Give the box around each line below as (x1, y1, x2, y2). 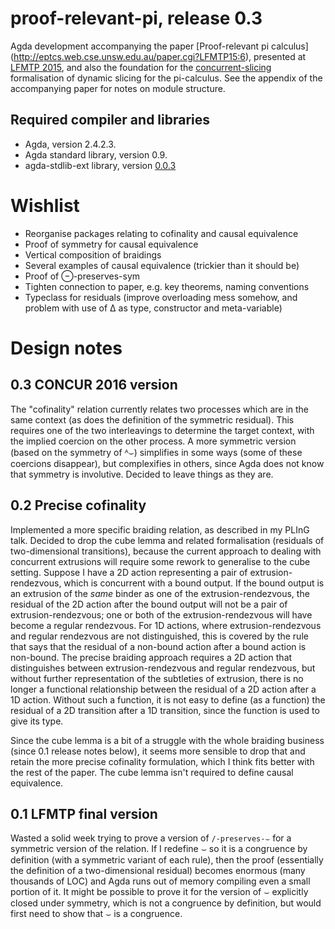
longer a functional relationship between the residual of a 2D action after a (10, 683, 317, 695)
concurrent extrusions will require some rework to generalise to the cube (10, 555, 311, 567)
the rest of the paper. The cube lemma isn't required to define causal (10, 766, 294, 778)
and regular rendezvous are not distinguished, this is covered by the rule (10, 630, 309, 642)
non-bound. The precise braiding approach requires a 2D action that (10, 651, 293, 663)
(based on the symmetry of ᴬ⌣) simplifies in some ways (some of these (10, 446, 303, 458)
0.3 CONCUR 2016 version (10, 377, 178, 394)
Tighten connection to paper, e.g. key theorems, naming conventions (24, 280, 310, 292)
